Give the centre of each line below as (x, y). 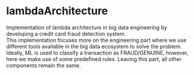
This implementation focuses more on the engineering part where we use (96, 40)
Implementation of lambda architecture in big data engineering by (87, 27)
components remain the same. (44, 65)
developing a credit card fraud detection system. (66, 33)
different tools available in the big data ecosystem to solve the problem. (94, 46)
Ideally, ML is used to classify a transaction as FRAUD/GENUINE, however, (97, 52)
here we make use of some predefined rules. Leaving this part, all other (94, 59)
